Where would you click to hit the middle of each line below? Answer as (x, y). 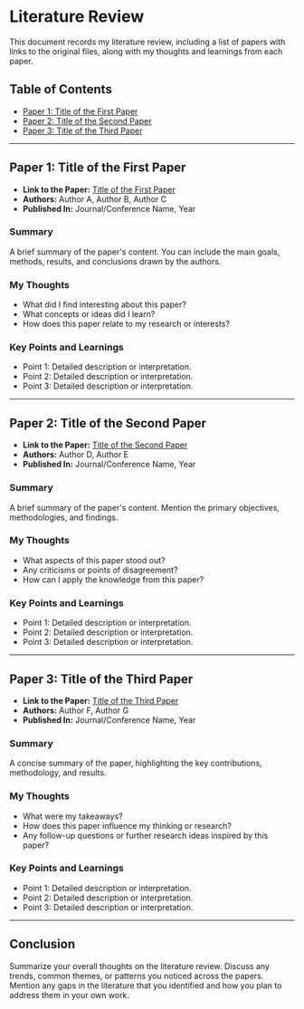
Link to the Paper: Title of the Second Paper (105, 445)
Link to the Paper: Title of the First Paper (99, 189)
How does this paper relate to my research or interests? (126, 324)
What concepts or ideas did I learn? (89, 314)
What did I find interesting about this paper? (104, 304)
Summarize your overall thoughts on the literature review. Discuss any (139, 966)
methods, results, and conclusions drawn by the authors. (115, 261)
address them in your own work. (69, 995)
